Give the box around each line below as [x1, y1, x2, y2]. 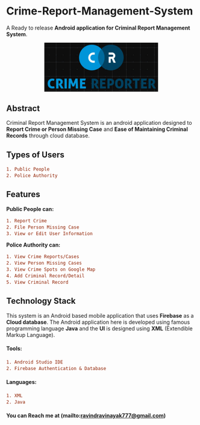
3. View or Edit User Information [6, 230, 93, 236]
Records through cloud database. [6, 132, 90, 139]
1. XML [6, 392, 23, 398]
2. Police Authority [6, 173, 58, 179]
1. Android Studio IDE [6, 359, 63, 365]
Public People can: [6, 205, 54, 212]
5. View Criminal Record [6, 279, 69, 285]
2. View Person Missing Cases [6, 260, 83, 266]
